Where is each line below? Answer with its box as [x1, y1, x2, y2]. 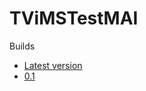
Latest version [23, 59, 83, 71]
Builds [9, 40, 36, 52]
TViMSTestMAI [9, 7, 139, 30]
